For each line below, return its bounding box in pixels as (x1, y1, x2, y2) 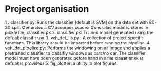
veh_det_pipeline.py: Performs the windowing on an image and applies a (5, 45, 150, 51)
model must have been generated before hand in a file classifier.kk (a (5, 55, 144, 61)
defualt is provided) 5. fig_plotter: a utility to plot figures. (5, 60, 118, 66)
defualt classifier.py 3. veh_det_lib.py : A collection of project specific (5, 35, 144, 41)
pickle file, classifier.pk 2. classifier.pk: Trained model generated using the (5, 29, 154, 35)
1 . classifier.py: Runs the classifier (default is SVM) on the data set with (5, 19, 148, 25)
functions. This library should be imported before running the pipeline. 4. (5, 40, 151, 45)
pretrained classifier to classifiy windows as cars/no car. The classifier (5, 50, 146, 56)
